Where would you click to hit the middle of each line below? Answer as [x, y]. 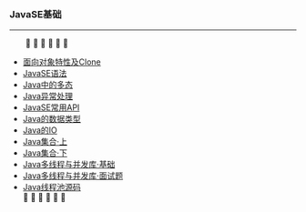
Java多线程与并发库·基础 [69, 165]
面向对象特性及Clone [62, 62]
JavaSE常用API [51, 107]
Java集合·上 [45, 142]
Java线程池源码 [52, 187]
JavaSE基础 [36, 14]
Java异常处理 [48, 96]
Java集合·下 [45, 153]
